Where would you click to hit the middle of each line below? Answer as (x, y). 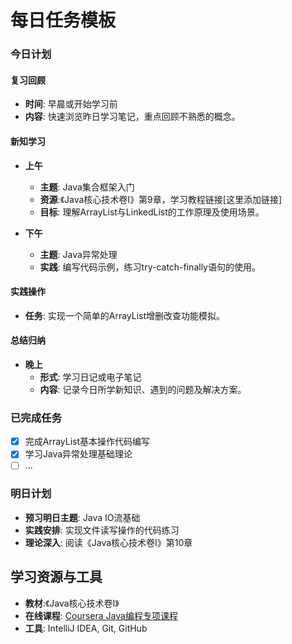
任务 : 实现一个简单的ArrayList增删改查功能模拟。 (125, 315)
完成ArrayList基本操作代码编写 (87, 442)
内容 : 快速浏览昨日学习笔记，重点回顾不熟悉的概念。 (132, 117)
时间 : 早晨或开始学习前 (71, 104)
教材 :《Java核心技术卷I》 (72, 603)
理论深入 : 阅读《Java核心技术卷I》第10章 (108, 542)
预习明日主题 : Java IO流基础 (82, 517)
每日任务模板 (63, 20)
